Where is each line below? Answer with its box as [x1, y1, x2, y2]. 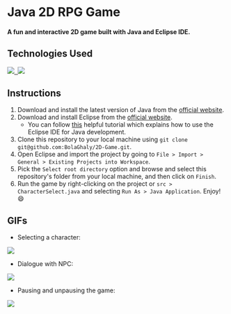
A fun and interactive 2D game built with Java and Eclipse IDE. [7, 27, 191, 36]
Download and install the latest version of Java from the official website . [17, 106, 225, 114]
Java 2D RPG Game [7, 4, 120, 20]
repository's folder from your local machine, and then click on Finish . [17, 172, 217, 181]
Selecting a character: [17, 233, 81, 242]
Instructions [7, 87, 61, 99]
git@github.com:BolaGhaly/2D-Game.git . [17, 143, 132, 151]
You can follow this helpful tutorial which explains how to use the [27, 120, 214, 129]
